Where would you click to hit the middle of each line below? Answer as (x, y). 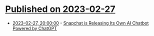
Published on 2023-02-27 (60, 9)
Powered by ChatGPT (35, 28)
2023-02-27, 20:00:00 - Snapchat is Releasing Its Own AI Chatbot (80, 23)
